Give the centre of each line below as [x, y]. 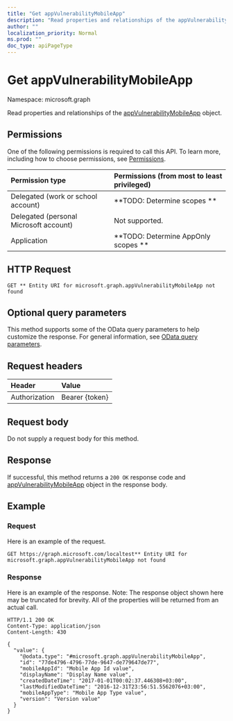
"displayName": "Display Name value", [76, 675]
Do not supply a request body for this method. [73, 439]
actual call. [23, 607]
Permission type [38, 180]
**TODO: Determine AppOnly [162, 236]
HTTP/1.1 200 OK [31, 620]
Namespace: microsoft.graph [49, 99]
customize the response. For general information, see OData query [103, 337]
